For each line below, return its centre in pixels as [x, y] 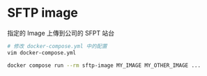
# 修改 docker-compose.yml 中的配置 [57, 46]
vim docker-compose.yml [42, 53]
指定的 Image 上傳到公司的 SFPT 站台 [61, 33]
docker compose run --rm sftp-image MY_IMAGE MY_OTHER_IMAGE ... [104, 65]
